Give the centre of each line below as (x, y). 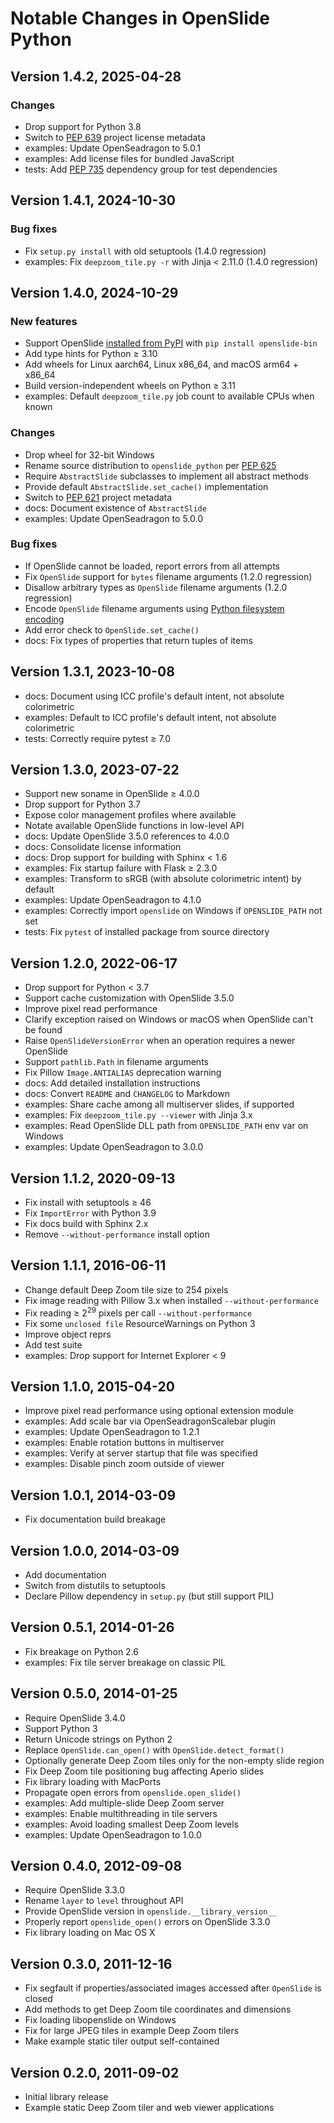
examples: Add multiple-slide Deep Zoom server (124, 1803)
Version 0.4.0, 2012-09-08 (96, 1866)
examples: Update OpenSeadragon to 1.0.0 (113, 1834)
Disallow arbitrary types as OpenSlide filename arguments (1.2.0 (156, 587)
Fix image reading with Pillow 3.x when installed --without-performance (171, 1300)
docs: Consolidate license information (103, 847)
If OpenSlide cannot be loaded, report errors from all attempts (152, 566)
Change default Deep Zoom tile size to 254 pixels (126, 1289)
